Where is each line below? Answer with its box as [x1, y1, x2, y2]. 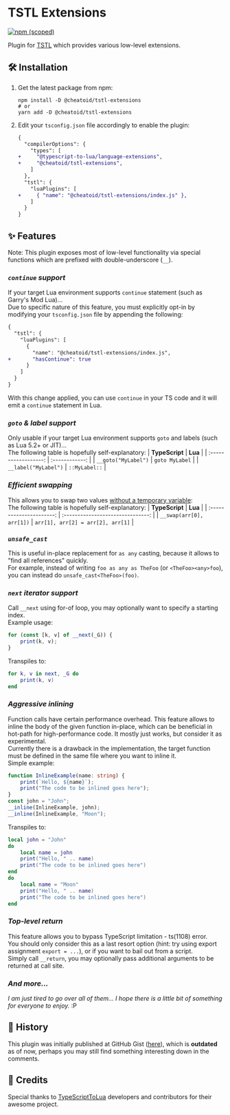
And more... [8, 979, 49, 988]
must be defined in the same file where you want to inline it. [8, 752, 177, 760]
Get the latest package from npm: [17, 83, 113, 92]
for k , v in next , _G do [8, 670, 79, 677]
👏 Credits [8, 1074, 49, 1086]
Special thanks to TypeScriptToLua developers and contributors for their [8, 1092, 212, 1101]
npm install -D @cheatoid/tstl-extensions [17, 96, 141, 104]
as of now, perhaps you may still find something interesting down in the [8, 1047, 210, 1055]
